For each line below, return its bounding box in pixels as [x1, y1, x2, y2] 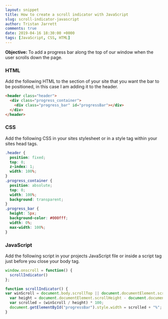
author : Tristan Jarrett [5, 21, 57, 27]
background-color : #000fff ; [9, 216, 68, 221]
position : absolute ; [9, 183, 52, 188]
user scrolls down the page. [5, 54, 62, 60]
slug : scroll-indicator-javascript [5, 17, 79, 22]
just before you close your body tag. [5, 258, 80, 264]
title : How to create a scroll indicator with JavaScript [5, 12, 128, 17]
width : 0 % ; [9, 220, 32, 225]
